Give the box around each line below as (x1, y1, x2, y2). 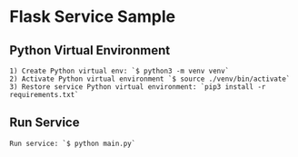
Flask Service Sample (9, 6, 175, 27)
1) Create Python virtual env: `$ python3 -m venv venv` (9, 66, 230, 75)
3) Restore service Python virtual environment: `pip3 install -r (9, 83, 266, 92)
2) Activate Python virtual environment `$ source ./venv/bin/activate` (9, 74, 291, 83)
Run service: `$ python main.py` (9, 139, 136, 148)
